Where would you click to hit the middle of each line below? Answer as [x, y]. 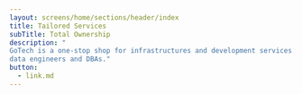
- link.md [36, 76]
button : [24, 68]
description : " [38, 43]
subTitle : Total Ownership [60, 34]
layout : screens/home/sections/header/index [94, 17]
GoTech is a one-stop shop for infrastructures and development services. [153, 51]
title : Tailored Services [58, 26]
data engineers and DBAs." [60, 59]
